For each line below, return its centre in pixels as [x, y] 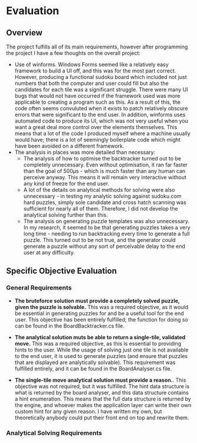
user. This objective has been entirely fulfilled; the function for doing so [101, 319]
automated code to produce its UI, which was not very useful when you [101, 121]
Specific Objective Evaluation [61, 271]
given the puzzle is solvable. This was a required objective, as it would [101, 307]
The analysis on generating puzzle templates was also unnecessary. [106, 221]
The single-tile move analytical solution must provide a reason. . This [100, 380]
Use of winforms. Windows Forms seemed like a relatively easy [92, 64]
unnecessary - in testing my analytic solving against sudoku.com [102, 196]
